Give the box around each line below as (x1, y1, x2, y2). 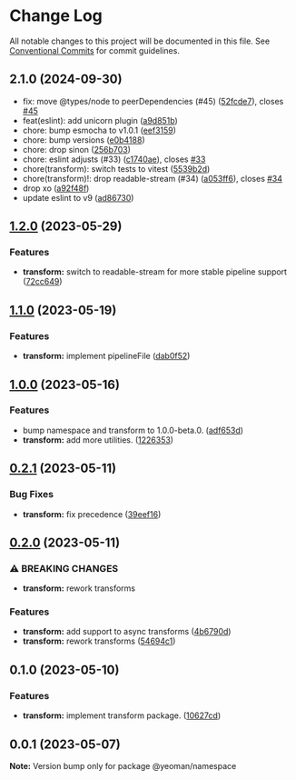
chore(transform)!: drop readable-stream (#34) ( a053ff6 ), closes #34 (22, 173, 283, 184)
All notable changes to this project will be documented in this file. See (9, 35, 271, 46)
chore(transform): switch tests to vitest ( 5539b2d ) (22, 163, 211, 174)
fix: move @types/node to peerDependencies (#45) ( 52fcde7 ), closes (22, 95, 284, 106)
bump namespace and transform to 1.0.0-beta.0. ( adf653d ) (22, 425, 243, 435)
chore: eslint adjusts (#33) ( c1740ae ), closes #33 (22, 154, 206, 165)
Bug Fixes (9, 488, 54, 501)
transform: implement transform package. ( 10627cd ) (22, 710, 221, 721)
